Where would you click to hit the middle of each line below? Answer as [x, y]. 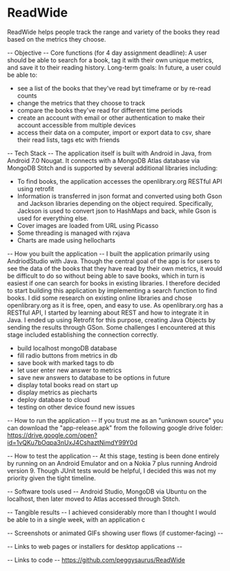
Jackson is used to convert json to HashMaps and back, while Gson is [117, 211]
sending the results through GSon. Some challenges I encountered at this [111, 327]
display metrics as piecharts [57, 392]
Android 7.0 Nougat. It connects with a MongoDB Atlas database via [104, 160]
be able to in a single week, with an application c [76, 519]
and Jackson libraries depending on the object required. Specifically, [115, 203]
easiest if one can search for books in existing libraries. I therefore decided [114, 283]
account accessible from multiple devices [76, 125]
